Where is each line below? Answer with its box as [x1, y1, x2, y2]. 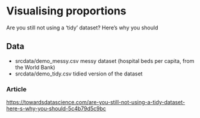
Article [6, 85, 27, 93]
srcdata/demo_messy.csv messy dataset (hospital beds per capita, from [14, 57, 195, 64]
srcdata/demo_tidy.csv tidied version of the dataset [14, 70, 143, 77]
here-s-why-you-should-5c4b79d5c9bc [6, 105, 107, 112]
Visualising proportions [6, 4, 127, 18]
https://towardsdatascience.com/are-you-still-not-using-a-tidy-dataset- [6, 99, 186, 106]
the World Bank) [14, 63, 55, 71]
